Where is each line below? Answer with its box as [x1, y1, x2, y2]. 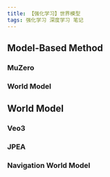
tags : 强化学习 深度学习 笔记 [7, 17, 84, 24]
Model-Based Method [7, 42, 104, 54]
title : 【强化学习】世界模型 [7, 10, 81, 17]
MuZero [7, 63, 35, 73]
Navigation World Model [7, 160, 91, 170]
